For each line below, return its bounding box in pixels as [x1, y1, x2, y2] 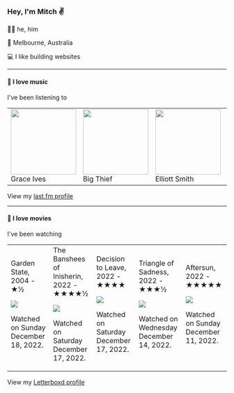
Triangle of [138, 258, 174, 268]
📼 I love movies [7, 214, 52, 223]
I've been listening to [7, 93, 68, 102]
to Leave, [96, 262, 127, 272]
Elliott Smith [155, 174, 194, 184]
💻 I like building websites [7, 52, 81, 61]
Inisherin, [53, 271, 84, 281]
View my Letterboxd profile [7, 378, 85, 386]
